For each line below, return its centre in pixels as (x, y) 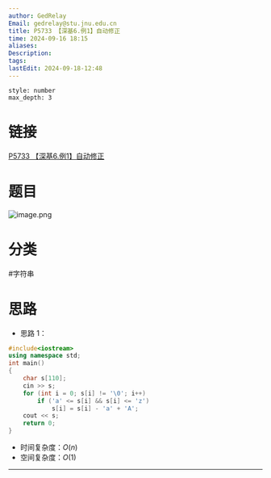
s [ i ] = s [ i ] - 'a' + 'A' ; (95, 409)
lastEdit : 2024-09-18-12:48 (56, 69)
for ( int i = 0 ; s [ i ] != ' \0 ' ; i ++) (85, 393)
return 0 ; (40, 423)
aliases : (23, 46)
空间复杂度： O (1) (48, 457)
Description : (30, 53)
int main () (27, 363)
